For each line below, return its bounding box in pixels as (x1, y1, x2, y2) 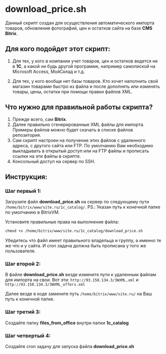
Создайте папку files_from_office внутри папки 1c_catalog (5, 320, 129, 326)
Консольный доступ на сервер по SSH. (12, 158, 96, 164)
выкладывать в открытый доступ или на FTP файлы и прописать (12, 148, 150, 154)
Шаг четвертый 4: (5, 332, 51, 339)
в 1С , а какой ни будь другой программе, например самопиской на (12, 63, 156, 69)
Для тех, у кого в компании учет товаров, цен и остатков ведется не (12, 58, 158, 64)
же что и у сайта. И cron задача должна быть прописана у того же (5, 243, 146, 249)
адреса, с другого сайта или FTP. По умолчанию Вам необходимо (12, 142, 154, 148)
